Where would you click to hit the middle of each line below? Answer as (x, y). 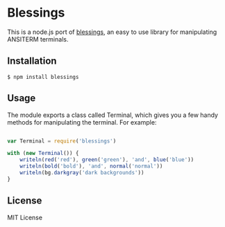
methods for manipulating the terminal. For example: (82, 122)
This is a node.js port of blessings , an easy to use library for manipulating (112, 32)
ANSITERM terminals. (38, 39)
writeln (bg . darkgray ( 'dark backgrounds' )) (82, 173)
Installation (32, 61)
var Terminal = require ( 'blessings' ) (62, 141)
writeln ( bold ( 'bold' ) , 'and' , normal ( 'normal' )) (91, 166)
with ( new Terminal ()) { (43, 154)
